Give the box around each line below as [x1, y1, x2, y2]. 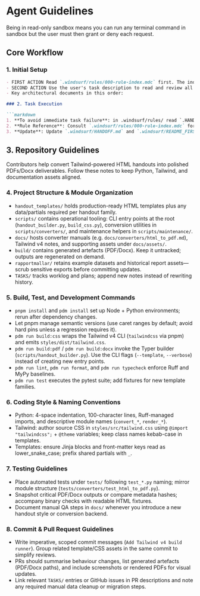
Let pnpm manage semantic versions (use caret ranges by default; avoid [14, 320, 193, 327]
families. [14, 383, 36, 390]
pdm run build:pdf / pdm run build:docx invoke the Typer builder [14, 345, 174, 352]
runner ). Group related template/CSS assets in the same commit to [14, 545, 178, 552]
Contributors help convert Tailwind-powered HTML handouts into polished [6, 161, 189, 168]
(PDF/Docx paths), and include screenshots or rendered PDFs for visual [14, 564, 191, 571]
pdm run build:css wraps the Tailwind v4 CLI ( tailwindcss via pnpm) [14, 332, 185, 340]
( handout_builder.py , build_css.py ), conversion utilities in [14, 221, 157, 228]
